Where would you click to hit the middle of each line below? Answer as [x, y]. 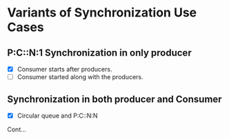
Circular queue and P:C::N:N [57, 116]
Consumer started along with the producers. [80, 77]
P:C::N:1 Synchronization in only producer [99, 53]
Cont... [17, 129]
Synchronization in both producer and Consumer [114, 99]
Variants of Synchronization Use [102, 13]
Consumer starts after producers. [64, 69]
